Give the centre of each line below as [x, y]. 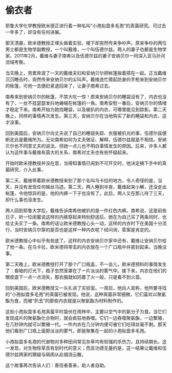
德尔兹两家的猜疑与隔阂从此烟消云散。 [46, 354]
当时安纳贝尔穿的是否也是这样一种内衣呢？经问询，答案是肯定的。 [84, 229]
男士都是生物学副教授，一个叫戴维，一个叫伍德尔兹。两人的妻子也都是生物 [84, 49]
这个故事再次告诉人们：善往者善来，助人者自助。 [57, 365]
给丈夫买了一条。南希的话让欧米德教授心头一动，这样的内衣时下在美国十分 [84, 223]
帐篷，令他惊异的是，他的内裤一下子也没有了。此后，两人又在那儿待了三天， [86, 193]
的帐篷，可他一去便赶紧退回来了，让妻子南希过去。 [59, 85]
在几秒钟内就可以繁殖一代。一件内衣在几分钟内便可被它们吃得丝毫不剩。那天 [86, 324]
